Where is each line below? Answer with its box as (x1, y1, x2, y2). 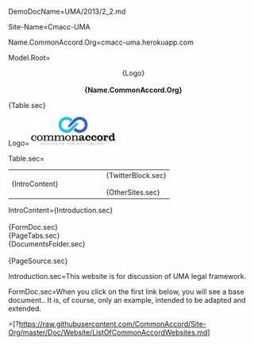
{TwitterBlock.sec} (106, 171, 167, 180)
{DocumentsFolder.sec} (8, 238, 86, 249)
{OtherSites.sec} (106, 188, 160, 197)
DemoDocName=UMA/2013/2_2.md (8, 7, 126, 16)
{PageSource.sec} (8, 256, 68, 266)
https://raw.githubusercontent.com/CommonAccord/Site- (18, 319, 206, 328)
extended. (8, 304, 41, 313)
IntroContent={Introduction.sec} (8, 205, 114, 215)
